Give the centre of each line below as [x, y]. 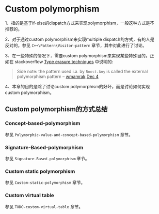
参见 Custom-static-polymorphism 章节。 [45, 183]
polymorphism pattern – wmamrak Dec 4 [58, 76]
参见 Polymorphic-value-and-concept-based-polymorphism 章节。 [69, 135]
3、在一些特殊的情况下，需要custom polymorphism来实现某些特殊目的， [78, 55]
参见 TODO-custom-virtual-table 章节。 [44, 206]
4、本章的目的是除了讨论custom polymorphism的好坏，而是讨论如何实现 [78, 86]
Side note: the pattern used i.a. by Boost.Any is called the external [82, 71]
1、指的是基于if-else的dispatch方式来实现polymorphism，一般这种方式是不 [80, 23]
